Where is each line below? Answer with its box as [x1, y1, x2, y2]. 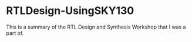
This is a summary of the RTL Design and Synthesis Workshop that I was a [6, 23, 186, 30]
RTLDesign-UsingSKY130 [6, 4, 134, 17]
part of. [6, 29, 24, 36]
